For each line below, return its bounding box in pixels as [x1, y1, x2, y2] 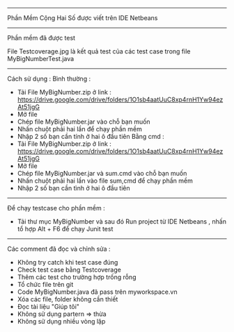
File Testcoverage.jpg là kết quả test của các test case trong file [7, 47, 191, 56]
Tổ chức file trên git [17, 281, 74, 288]
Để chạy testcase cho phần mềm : [7, 204, 106, 212]
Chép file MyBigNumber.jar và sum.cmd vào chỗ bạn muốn [17, 169, 187, 177]
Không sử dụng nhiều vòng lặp [17, 317, 106, 325]
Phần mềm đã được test [7, 34, 75, 42]
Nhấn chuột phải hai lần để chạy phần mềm [17, 125, 143, 133]
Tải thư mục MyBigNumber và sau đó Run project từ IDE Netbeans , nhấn [17, 217, 226, 226]
